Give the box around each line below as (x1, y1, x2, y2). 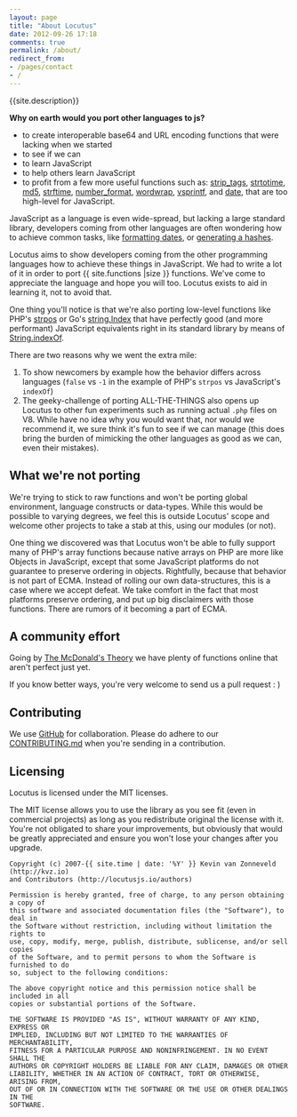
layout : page (9, 12, 58, 22)
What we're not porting (9, 468, 140, 483)
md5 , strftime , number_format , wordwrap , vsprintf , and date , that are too (21, 186, 288, 196)
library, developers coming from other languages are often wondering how (9, 222, 283, 233)
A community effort (9, 628, 121, 644)
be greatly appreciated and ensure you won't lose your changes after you (9, 833, 278, 843)
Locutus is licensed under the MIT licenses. (9, 787, 169, 798)
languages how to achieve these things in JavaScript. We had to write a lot (9, 259, 283, 269)
